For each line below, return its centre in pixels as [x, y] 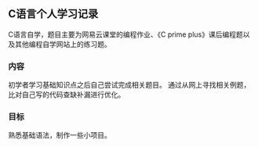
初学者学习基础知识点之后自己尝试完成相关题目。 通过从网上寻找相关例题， [129, 85]
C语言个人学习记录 [53, 14]
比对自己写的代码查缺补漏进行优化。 [67, 95]
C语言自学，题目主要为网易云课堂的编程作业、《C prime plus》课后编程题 [125, 34]
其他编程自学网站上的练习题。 [63, 44]
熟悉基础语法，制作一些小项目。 [60, 135]
